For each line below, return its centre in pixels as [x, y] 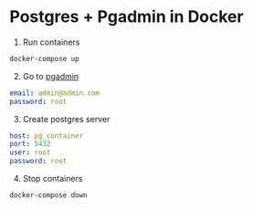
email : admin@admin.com [55, 93]
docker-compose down [49, 195]
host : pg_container [47, 136]
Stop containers [53, 179]
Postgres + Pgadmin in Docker [126, 17]
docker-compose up [44, 58]
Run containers [51, 42]
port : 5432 [30, 144]
